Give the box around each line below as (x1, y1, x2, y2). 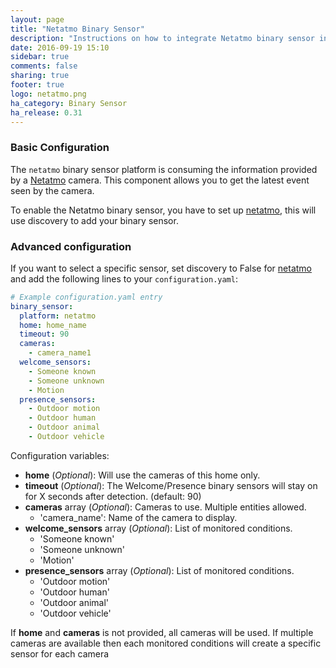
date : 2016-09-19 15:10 (10, 42, 110, 53)
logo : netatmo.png (10, 89, 87, 99)
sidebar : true (10, 52, 70, 62)
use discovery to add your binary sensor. (10, 214, 179, 226)
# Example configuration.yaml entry (10, 292, 163, 302)
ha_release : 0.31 (10, 107, 83, 118)
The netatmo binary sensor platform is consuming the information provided (10, 163, 318, 175)
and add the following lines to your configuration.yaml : (10, 272, 238, 285)
